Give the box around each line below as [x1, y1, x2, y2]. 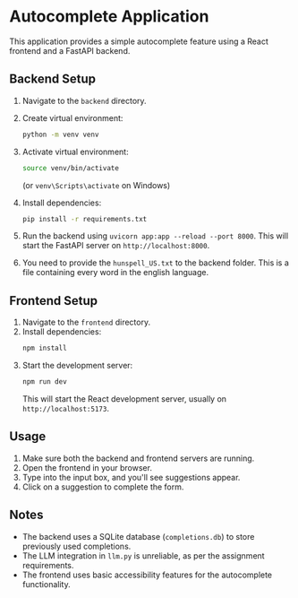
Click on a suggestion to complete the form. [21, 481, 184, 492]
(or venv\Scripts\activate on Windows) [21, 179, 171, 190]
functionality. [21, 578, 71, 589]
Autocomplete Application [9, 6, 209, 27]
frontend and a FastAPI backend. [9, 45, 131, 56]
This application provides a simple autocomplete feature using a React [9, 36, 268, 47]
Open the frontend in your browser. [21, 462, 152, 472]
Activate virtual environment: [21, 146, 129, 157]
